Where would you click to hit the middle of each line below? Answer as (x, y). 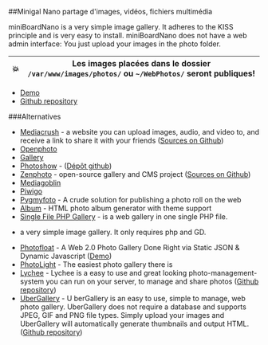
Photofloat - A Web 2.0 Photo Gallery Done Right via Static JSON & (130, 247)
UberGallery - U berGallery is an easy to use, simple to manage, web (132, 298)
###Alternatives (35, 116)
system (32, 281)
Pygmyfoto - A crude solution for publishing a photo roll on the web (130, 200)
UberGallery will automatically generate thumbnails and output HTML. (134, 323)
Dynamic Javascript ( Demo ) (66, 256)
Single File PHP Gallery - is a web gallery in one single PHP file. (124, 217)
